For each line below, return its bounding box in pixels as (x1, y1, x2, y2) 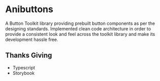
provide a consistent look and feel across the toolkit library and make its (5, 31, 155, 37)
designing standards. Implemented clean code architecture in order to (5, 25, 151, 31)
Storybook (12, 70, 35, 76)
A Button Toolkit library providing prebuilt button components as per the (5, 20, 155, 26)
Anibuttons (5, 4, 54, 15)
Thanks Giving (5, 51, 52, 60)
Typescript (12, 64, 35, 70)
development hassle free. (5, 36, 58, 43)
